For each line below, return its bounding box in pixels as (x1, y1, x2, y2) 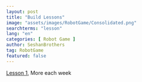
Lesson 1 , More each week (6, 69, 71, 76)
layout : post (6, 8, 39, 15)
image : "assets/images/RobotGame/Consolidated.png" (6, 20, 137, 26)
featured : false (6, 53, 46, 59)
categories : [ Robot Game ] (6, 36, 76, 42)
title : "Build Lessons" (6, 14, 65, 20)
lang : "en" (6, 31, 33, 37)
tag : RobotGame (6, 48, 44, 53)
